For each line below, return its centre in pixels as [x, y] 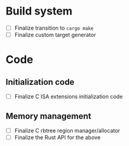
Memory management [48, 116]
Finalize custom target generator [55, 35]
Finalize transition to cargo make [54, 28]
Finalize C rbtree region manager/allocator [67, 130]
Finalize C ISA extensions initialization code [68, 97]
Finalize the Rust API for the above [58, 137]
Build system [39, 11]
